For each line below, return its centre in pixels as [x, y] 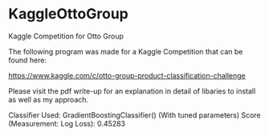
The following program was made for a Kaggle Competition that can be [126, 51]
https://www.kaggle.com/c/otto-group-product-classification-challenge [127, 75]
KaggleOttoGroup [68, 14]
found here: [27, 60]
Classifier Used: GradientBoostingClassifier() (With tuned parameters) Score [134, 115]
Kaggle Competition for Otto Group [66, 36]
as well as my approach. [49, 99]
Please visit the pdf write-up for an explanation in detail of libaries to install [132, 91]
